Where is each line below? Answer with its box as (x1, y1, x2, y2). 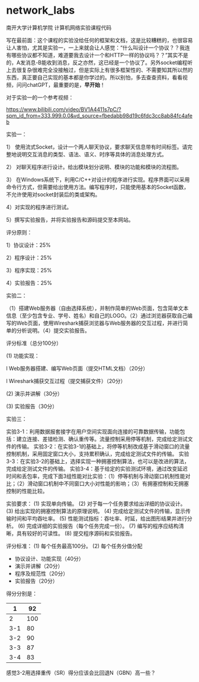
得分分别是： (6, 590, 37, 597)
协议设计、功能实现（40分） (14, 555, 84, 562)
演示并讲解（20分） (14, 562, 63, 570)
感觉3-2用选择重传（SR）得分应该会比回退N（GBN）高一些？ (6, 669, 156, 676)
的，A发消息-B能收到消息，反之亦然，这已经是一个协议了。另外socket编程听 (6, 59, 193, 66)
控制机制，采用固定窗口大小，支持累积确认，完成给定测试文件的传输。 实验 (6, 450, 190, 457)
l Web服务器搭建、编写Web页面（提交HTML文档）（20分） (6, 364, 149, 372)
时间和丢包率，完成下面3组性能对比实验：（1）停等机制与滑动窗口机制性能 (6, 472, 185, 479)
